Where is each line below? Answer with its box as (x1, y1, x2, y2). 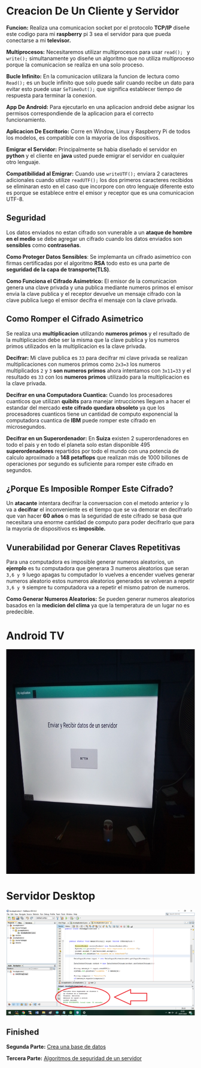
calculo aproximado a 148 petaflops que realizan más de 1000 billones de (6, 453, 188, 461)
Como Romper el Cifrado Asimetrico (6, 314, 144, 324)
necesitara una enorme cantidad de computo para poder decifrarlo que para (6, 519, 194, 526)
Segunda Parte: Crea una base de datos (6, 1043, 106, 1050)
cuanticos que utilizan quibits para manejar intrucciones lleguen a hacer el (6, 397, 190, 405)
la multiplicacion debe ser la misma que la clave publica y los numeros (6, 336, 179, 343)
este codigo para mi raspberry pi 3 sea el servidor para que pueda (6, 30, 172, 37)
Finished (6, 1027, 39, 1037)
